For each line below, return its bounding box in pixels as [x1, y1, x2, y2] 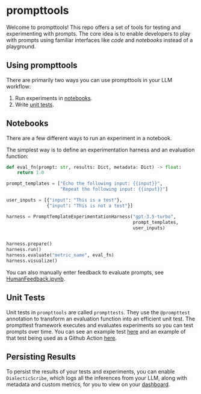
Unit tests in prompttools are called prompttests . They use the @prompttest [6, 308, 191, 316]
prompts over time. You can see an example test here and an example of [6, 328, 186, 335]
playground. [6, 43, 36, 50]
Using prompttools [6, 60, 78, 71]
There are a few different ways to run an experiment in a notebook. [6, 134, 172, 142]
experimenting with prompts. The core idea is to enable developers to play [6, 30, 191, 37]
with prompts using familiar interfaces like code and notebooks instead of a [6, 36, 193, 43]
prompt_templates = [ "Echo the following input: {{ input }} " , [6, 180, 163, 187]
